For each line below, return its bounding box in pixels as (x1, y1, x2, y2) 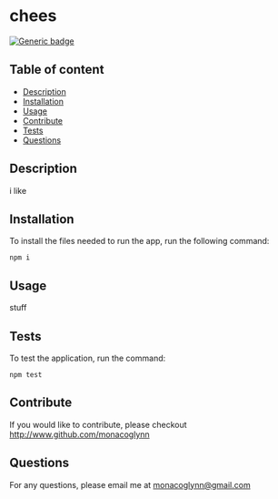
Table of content (9, 62, 104, 77)
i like (9, 185, 27, 196)
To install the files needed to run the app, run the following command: (9, 236, 270, 247)
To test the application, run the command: (9, 352, 166, 363)
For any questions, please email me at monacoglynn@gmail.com (9, 479, 252, 490)
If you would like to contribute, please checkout (9, 419, 188, 430)
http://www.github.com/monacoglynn (9, 429, 150, 440)
